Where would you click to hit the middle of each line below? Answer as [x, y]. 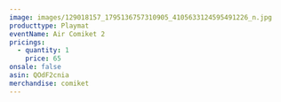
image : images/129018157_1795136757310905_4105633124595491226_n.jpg [141, 17]
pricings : [28, 42]
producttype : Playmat [49, 26]
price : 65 [44, 59]
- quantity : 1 [43, 51]
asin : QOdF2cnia [39, 75]
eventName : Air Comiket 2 [57, 34]
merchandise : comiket [49, 83]
